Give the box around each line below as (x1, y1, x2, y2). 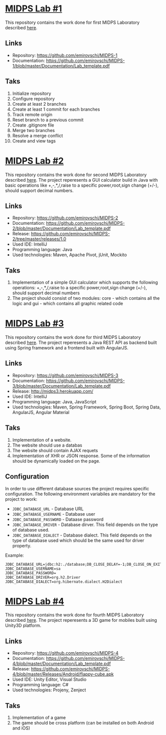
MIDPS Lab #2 (5, 155, 64, 166)
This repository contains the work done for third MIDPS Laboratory (5, 334, 141, 340)
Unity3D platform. (5, 622, 41, 628)
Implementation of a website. (12, 437, 72, 443)
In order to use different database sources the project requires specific (5, 485, 150, 491)
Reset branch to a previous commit (12, 117, 84, 123)
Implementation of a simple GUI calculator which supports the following (12, 279, 158, 285)
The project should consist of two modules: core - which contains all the (12, 295, 160, 301)
